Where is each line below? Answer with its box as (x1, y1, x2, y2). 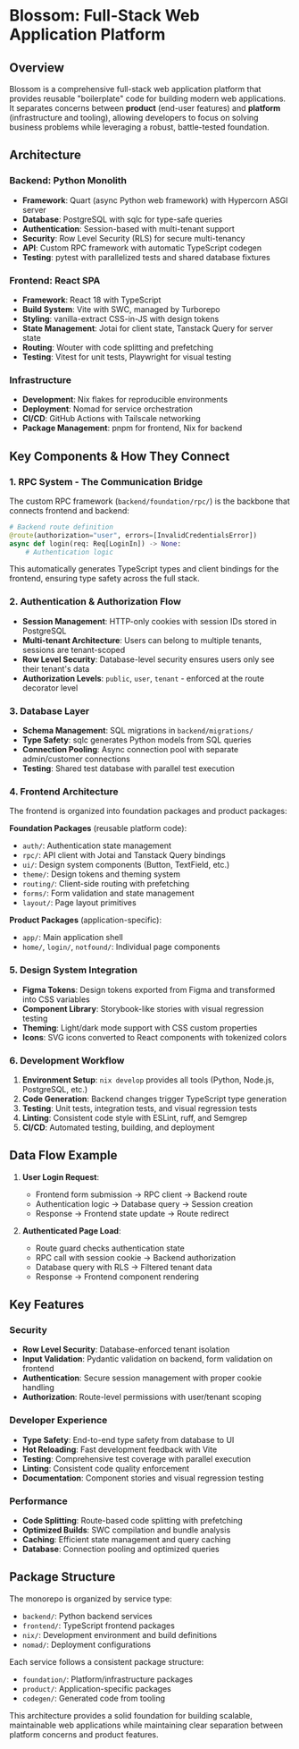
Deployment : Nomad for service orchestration (21, 403, 194, 414)
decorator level (21, 682, 79, 693)
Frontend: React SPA (9, 274, 101, 286)
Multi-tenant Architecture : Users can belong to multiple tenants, (21, 634, 262, 645)
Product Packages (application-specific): (9, 914, 162, 926)
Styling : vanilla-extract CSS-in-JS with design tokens (21, 313, 220, 324)
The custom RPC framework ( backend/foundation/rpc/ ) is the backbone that (9, 496, 290, 506)
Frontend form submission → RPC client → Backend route (35, 1189, 248, 1200)
